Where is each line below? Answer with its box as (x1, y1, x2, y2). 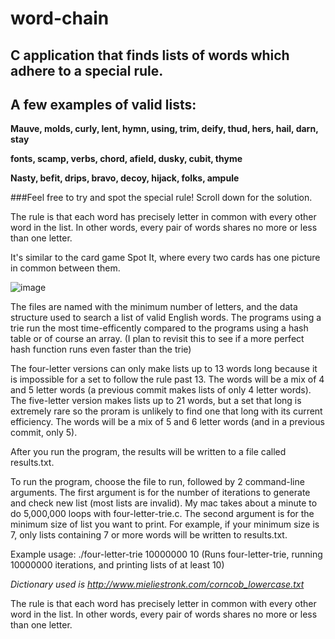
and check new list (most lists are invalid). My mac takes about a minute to (10, 497, 318, 509)
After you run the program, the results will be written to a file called (10, 446, 287, 458)
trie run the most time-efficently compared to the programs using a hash (10, 322, 309, 334)
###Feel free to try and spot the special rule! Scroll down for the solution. (10, 192, 313, 204)
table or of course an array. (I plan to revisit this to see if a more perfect (10, 333, 305, 345)
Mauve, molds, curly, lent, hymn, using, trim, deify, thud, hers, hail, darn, (10, 123, 319, 135)
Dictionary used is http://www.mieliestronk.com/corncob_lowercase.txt (10, 578, 305, 591)
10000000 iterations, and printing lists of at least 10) (10, 559, 225, 571)
